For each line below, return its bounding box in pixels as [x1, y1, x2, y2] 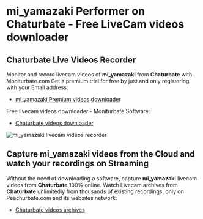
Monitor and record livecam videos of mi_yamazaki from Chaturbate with [6, 71, 193, 78]
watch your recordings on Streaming [6, 158, 149, 169]
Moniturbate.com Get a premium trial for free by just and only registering [6, 78, 190, 84]
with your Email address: [6, 84, 68, 91]
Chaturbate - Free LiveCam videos [6, 17, 185, 31]
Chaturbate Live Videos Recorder [6, 54, 136, 65]
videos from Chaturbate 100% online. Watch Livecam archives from [6, 181, 179, 188]
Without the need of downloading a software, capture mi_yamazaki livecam [6, 174, 197, 182]
